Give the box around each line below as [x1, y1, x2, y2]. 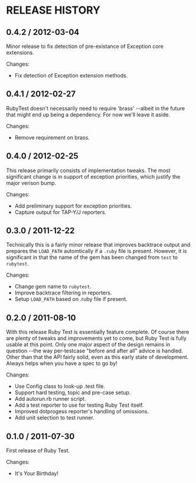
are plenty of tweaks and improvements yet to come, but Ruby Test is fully [6, 335, 187, 342]
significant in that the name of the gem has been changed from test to [6, 254, 178, 261]
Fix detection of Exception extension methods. [14, 72, 128, 79]
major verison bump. [6, 179, 57, 186]
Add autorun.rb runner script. [14, 396, 87, 403]
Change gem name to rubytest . [14, 283, 92, 290]
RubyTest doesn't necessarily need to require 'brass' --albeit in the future [6, 105, 185, 112]
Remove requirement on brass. [14, 134, 90, 141]
